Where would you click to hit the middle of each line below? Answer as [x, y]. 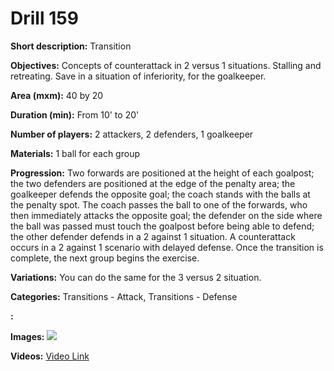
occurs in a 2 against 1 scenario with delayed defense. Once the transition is [167, 247]
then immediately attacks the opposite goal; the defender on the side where [166, 215]
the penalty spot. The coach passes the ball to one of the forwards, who [159, 204]
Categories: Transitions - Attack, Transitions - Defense [124, 296]
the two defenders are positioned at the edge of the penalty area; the [153, 183]
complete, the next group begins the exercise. [105, 258]
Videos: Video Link [50, 356]
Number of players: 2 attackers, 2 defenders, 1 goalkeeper [132, 134]
